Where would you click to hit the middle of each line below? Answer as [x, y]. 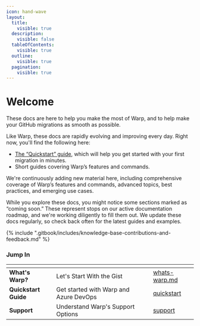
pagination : [26, 67]
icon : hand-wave [26, 12]
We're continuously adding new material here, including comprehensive [94, 178]
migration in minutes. [40, 161]
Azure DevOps [76, 297]
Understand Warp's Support [96, 307]
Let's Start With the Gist [90, 276]
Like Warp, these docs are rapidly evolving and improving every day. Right [97, 136]
